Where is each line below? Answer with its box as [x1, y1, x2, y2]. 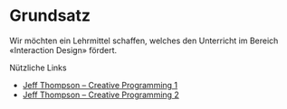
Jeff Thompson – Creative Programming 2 [22, 89, 179, 100]
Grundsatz [9, 5, 91, 26]
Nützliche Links [9, 62, 67, 73]
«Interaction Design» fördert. [9, 44, 118, 55]
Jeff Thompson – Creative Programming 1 [22, 79, 178, 90]
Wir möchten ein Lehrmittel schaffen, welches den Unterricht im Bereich [9, 35, 279, 46]
